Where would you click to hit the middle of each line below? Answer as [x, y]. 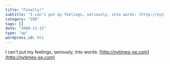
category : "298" [22, 19]
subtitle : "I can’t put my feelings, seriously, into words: [71, 14]
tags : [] [14, 24]
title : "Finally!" [25, 10]
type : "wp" [17, 33]
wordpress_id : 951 [25, 38]
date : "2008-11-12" [26, 28]
